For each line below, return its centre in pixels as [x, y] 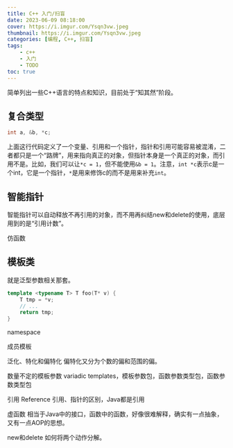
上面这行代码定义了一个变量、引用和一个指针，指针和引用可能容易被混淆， [113, 147]
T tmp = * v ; [37, 300]
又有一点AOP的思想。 [38, 423]
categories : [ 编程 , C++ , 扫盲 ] [50, 40]
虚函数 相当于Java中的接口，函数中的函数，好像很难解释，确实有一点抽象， [115, 414]
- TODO [29, 65]
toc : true [21, 71]
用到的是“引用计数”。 [37, 223]
